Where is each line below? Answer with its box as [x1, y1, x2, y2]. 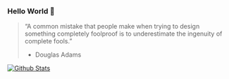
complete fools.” [24, 37, 73, 45]
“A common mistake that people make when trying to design [24, 22, 200, 31]
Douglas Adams [35, 50, 82, 59]
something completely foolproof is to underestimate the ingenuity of [24, 29, 223, 38]
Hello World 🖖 [7, 6, 55, 16]
